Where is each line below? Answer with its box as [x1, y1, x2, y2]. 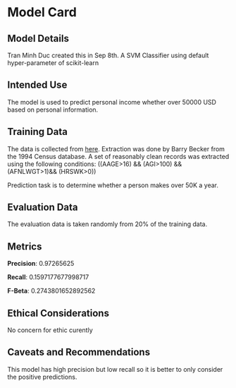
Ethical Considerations [7, 307, 109, 319]
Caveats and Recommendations [7, 346, 150, 358]
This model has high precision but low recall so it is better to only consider [7, 365, 223, 373]
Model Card [7, 4, 77, 20]
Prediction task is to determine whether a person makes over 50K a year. [7, 181, 219, 189]
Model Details [7, 33, 69, 45]
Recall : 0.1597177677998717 [7, 273, 89, 281]
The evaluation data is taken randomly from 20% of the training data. [7, 220, 208, 228]
